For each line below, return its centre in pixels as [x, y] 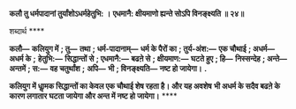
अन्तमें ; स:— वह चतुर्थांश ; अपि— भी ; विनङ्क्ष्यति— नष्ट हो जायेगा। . [108, 69]
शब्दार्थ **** [27, 31]
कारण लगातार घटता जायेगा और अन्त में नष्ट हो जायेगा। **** [93, 96]
